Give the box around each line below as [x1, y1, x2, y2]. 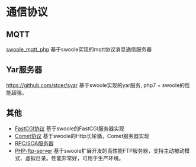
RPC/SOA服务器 [14, 140, 54, 147]
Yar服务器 [6, 65, 43, 75]
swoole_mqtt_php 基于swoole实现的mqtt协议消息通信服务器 [6, 46, 152, 53]
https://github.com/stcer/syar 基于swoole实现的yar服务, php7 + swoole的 [6, 81, 185, 89]
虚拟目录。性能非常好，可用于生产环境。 [25, 155, 124, 162]
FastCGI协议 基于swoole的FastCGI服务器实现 [14, 125, 125, 132]
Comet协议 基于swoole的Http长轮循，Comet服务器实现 [14, 132, 150, 139]
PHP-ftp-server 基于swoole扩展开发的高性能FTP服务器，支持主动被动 [14, 147, 185, 154]
